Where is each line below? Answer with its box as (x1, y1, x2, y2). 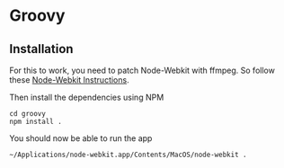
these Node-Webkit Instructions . (9, 75, 129, 85)
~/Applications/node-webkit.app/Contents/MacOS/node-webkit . (9, 150, 247, 159)
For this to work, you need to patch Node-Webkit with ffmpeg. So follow (9, 65, 276, 75)
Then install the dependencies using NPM (9, 92, 164, 102)
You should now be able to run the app (9, 133, 153, 144)
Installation (9, 41, 74, 57)
